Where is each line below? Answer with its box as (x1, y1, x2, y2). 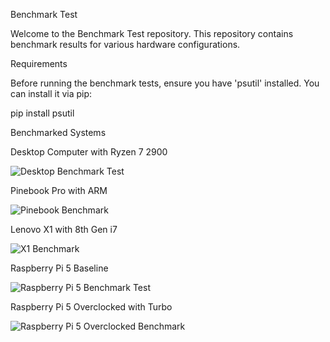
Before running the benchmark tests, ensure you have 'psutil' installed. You (10, 77, 320, 89)
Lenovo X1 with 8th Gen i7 (10, 224, 118, 235)
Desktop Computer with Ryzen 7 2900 (10, 146, 168, 158)
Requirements (10, 58, 68, 69)
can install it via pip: (10, 88, 93, 99)
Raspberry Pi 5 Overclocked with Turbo (10, 301, 173, 313)
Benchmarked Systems (10, 127, 107, 138)
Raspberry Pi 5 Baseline (10, 262, 109, 274)
